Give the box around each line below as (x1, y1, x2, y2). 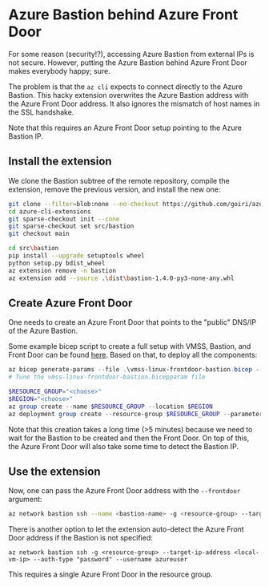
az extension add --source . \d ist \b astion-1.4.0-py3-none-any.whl (8, 274, 235, 282)
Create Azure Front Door (8, 296, 133, 310)
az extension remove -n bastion (8, 266, 116, 274)
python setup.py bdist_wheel (8, 259, 106, 267)
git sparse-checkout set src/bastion (8, 222, 134, 230)
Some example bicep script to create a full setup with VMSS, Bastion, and (8, 342, 251, 351)
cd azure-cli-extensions (8, 207, 91, 216)
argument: (8, 495, 42, 504)
